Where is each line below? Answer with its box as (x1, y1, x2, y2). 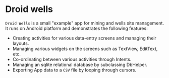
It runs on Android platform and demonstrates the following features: (5, 25, 148, 31)
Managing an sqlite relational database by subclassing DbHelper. (12, 61, 148, 67)
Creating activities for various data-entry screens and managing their (12, 35, 156, 41)
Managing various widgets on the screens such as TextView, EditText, (12, 45, 158, 51)
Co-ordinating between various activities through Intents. (12, 56, 132, 62)
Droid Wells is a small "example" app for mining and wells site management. (5, 20, 164, 26)
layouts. (12, 40, 29, 46)
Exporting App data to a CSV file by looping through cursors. (12, 66, 137, 73)
